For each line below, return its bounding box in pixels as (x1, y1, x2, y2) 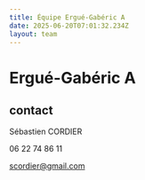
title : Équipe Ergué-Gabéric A (9, 12, 125, 22)
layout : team (9, 29, 58, 38)
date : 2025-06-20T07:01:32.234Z (9, 21, 129, 30)
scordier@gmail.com (9, 160, 85, 171)
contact (9, 103, 53, 118)
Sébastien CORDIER (9, 126, 83, 137)
